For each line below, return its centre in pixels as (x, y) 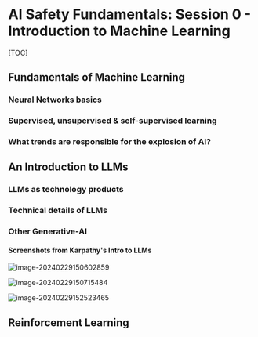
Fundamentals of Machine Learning (97, 77)
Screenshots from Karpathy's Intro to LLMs (80, 250)
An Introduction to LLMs (68, 167)
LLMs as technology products (66, 190)
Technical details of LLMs (58, 211)
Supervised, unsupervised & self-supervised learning (113, 121)
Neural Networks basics (55, 100)
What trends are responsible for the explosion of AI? (110, 142)
